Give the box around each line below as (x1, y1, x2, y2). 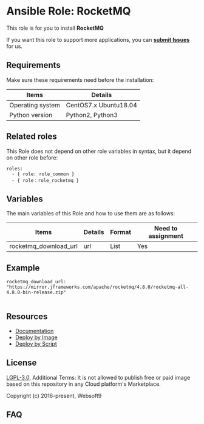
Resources (6, 311, 48, 321)
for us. (6, 42, 23, 50)
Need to (154, 224, 178, 233)
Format (110, 228, 132, 237)
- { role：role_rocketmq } (12, 177, 79, 183)
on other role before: (6, 153, 58, 161)
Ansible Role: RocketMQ (6, 4, 131, 18)
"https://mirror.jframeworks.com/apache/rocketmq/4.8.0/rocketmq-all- (6, 284, 189, 291)
